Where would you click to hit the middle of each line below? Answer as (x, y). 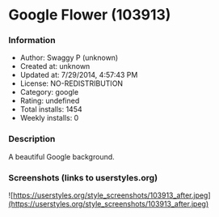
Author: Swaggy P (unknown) (69, 57)
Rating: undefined (50, 101)
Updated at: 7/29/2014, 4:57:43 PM (79, 75)
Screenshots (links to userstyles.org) (83, 177)
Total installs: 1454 (51, 109)
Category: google (49, 92)
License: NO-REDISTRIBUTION (72, 83)
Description (32, 139)
